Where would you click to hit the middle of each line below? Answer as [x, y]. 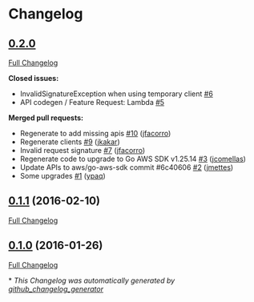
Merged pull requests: [46, 118]
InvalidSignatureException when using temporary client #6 [117, 94]
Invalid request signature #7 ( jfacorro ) [83, 150]
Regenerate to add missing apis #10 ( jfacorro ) [95, 133]
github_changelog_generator [56, 288]
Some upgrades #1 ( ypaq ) [62, 176]
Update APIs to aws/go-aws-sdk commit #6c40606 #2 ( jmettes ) [127, 167]
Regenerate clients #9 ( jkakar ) [70, 142]
